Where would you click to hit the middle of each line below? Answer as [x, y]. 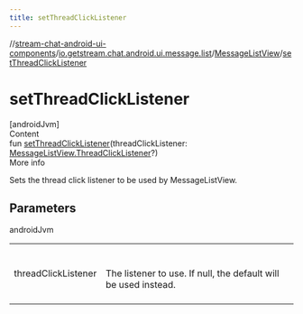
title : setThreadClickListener [68, 18]
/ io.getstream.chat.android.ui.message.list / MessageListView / [169, 53]
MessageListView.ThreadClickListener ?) [84, 152]
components [33, 53]
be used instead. [140, 285]
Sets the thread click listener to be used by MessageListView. [123, 180]
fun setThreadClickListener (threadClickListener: [98, 143]
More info [28, 162]
